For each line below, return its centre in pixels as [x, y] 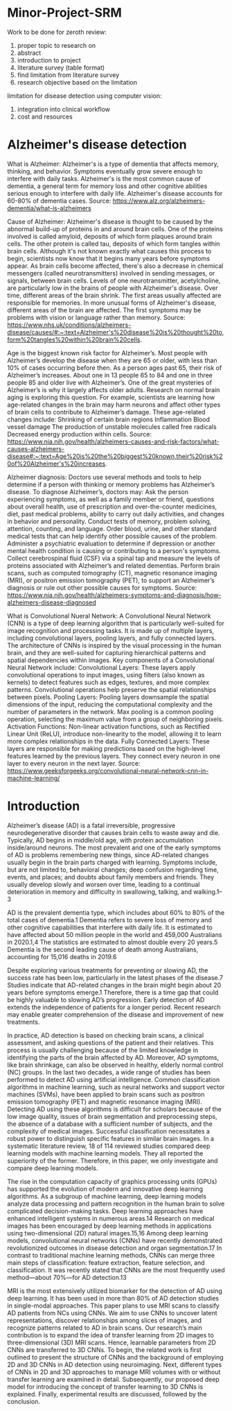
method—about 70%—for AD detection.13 [67, 1277]
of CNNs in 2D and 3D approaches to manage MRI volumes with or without [114, 1371]
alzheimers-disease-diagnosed [52, 602]
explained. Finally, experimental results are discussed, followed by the [107, 1394]
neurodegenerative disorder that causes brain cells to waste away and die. [114, 833]
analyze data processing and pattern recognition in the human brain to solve [116, 1203]
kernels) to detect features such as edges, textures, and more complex [108, 682]
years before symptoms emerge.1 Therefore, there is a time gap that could [113, 992]
